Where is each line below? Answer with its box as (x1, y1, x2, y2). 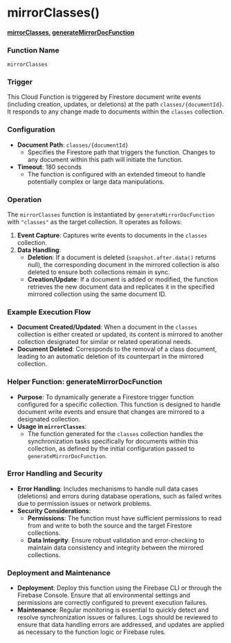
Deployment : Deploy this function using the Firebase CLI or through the (17, 583, 223, 592)
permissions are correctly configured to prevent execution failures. (17, 599, 208, 607)
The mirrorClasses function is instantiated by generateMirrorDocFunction (7, 210, 215, 219)
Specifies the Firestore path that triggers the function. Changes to (27, 147, 216, 156)
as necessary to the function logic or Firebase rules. (17, 628, 166, 636)
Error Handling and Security (7, 469, 103, 478)
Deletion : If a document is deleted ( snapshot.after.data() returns (27, 253, 216, 261)
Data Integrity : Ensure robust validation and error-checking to (27, 536, 205, 544)
